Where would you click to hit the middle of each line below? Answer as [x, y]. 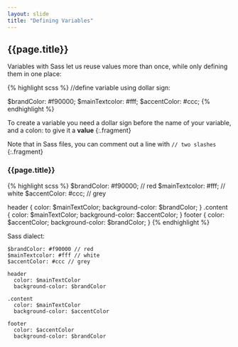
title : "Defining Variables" [50, 21]
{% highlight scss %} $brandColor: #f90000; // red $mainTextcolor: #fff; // [117, 186]
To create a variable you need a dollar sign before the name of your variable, [119, 123]
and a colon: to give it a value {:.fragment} [69, 130]
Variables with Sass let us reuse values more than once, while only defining [118, 66]
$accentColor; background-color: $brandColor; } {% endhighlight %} [108, 222]
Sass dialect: [26, 236]
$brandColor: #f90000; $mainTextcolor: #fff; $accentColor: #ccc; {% [109, 102]
